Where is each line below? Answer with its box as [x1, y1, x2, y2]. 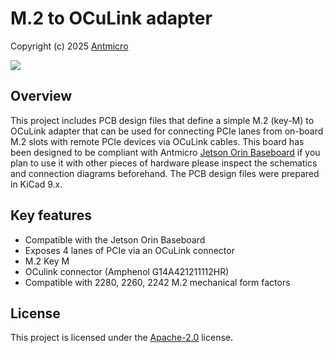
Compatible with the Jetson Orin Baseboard [24, 233, 206, 246]
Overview [10, 88, 73, 105]
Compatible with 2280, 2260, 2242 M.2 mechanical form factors [24, 276, 291, 288]
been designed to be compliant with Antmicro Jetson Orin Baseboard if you [10, 146, 321, 158]
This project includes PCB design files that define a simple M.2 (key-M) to [10, 114, 315, 126]
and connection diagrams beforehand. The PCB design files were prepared [10, 167, 320, 179]
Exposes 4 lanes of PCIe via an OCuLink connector [24, 244, 235, 256]
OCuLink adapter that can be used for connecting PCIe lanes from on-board [10, 125, 324, 137]
